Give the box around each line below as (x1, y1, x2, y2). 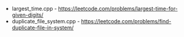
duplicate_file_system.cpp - (11, 18, 80, 24)
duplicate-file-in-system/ (11, 24, 74, 31)
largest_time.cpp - (11, 5, 57, 12)
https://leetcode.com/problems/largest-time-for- (58, 5, 178, 12)
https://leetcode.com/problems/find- (81, 18, 171, 24)
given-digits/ (11, 11, 44, 18)
